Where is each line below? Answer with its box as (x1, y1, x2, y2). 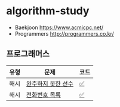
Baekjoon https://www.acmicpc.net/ (14, 24, 104, 31)
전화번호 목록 (26, 90, 61, 99)
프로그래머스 (6, 49, 50, 59)
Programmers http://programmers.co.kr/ (14, 30, 115, 37)
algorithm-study (6, 4, 90, 18)
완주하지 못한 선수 (26, 79, 73, 87)
